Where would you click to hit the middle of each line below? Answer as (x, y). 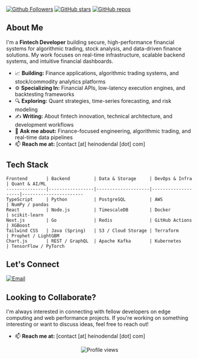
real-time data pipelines (44, 137)
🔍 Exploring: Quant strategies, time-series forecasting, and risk (93, 100)
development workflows (44, 124)
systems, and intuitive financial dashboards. (60, 61)
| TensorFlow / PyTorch (36, 246)
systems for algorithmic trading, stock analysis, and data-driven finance (94, 48)
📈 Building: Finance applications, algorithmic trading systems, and (97, 73)
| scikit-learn (25, 215)
